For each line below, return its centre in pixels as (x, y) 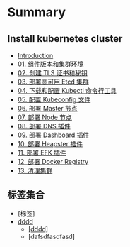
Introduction (35, 55)
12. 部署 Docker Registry (53, 161)
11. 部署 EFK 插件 (42, 153)
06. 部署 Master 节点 (47, 108)
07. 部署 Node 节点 (45, 117)
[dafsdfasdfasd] (52, 236)
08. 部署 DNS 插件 (44, 126)
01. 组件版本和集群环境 (51, 64)
